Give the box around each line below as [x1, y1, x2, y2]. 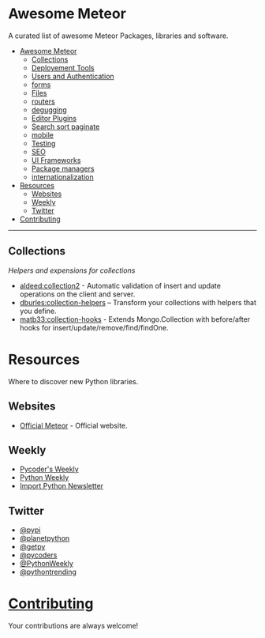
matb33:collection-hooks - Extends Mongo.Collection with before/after [19, 314, 251, 324]
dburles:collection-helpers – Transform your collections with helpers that [19, 297, 256, 307]
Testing [31, 138, 56, 148]
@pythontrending [19, 567, 77, 577]
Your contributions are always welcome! [8, 621, 139, 631]
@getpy [19, 542, 46, 552]
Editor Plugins [31, 113, 77, 123]
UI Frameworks [31, 155, 81, 164]
